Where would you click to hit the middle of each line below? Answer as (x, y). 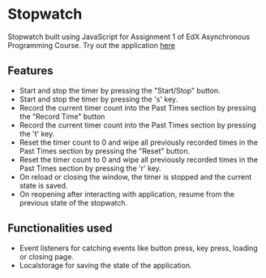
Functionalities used (60, 228)
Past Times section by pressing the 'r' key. (90, 168)
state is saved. (43, 185)
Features (30, 71)
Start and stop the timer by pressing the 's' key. (99, 99)
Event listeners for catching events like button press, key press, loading (138, 248)
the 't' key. (37, 133)
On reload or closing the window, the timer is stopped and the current (135, 176)
